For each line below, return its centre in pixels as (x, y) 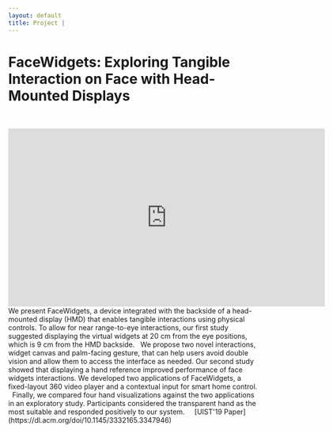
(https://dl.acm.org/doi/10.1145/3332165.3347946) (90, 420)
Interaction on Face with (89, 79)
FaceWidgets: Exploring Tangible (119, 62)
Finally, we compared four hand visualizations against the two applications (133, 395)
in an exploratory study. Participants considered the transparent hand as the (132, 404)
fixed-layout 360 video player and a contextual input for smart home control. (133, 387)
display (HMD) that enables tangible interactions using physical (142, 319)
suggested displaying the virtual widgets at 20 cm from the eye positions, (128, 336)
